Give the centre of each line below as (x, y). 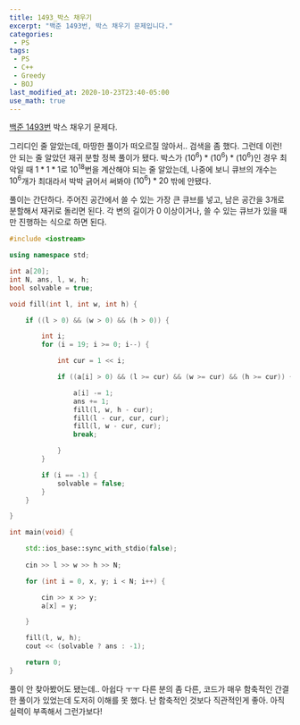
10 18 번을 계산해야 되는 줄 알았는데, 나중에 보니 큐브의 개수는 (174, 169)
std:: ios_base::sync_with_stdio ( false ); (101, 549)
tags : (19, 51)
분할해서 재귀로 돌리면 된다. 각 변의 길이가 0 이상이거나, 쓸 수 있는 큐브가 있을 (144, 211)
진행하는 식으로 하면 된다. (62, 222)
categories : (31, 34)
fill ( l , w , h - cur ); (113, 409)
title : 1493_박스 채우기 (50, 17)
